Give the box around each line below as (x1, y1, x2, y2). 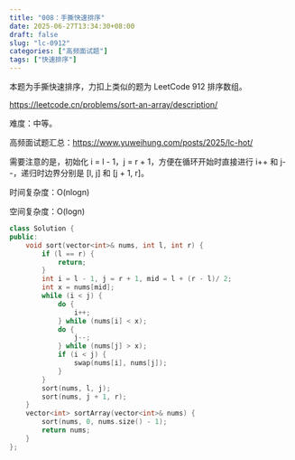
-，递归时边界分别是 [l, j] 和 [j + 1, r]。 (9, 168, 149, 178)
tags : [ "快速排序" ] (9, 55, 78, 64)
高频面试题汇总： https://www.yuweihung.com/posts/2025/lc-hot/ (9, 137, 254, 147)
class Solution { (9, 224, 75, 233)
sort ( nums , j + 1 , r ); (41, 392, 127, 401)
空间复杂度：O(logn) (9, 206, 86, 217)
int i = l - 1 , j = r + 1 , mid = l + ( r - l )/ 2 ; (41, 275, 233, 284)
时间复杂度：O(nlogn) (9, 187, 90, 197)
